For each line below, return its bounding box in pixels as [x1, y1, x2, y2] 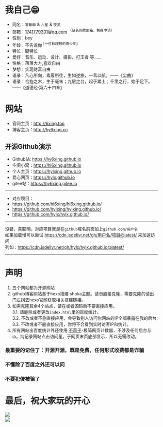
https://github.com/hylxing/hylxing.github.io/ [12, 206, 101, 212]
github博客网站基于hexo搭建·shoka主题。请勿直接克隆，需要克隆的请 [12, 291, 150, 296]
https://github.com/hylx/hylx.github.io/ [12, 212, 89, 217]
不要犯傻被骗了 [5, 375, 40, 382]
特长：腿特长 [12, 48, 38, 54]
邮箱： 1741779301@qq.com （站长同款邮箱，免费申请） [12, 28, 114, 35]
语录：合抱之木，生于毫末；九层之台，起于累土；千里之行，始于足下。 [12, 78, 153, 84]
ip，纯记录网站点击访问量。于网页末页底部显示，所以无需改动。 [12, 333, 139, 339]
